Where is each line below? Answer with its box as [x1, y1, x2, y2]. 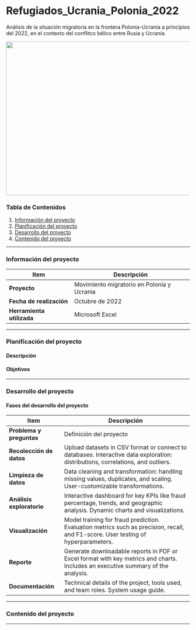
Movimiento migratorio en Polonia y [73, 280, 171, 288]
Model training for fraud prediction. [64, 516, 160, 524]
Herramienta [9, 306, 45, 314]
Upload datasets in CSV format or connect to [64, 443, 187, 451]
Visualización [9, 527, 48, 535]
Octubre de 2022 [73, 297, 122, 305]
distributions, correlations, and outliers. [64, 458, 171, 466]
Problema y [9, 426, 42, 434]
